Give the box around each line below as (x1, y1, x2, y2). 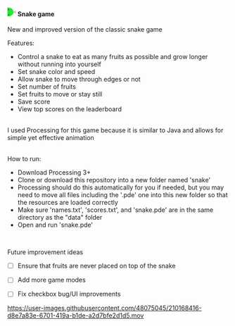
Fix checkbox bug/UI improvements (17, 290, 121, 299)
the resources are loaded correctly (17, 199, 118, 207)
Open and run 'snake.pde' (17, 220, 94, 230)
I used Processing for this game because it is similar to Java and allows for (7, 126, 224, 134)
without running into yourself (17, 60, 102, 68)
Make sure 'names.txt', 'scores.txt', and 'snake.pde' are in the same (17, 206, 213, 214)
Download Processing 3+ (17, 168, 91, 177)
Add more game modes (17, 276, 86, 284)
